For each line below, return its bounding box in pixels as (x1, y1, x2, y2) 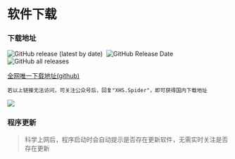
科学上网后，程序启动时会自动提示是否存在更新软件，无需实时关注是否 (24, 135, 229, 144)
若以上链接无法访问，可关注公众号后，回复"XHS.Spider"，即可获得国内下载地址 (7, 87, 208, 94)
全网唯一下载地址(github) (7, 72, 80, 80)
